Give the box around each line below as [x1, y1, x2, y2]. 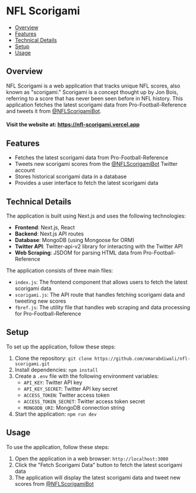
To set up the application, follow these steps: [6, 343, 116, 350]
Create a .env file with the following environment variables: [14, 372, 159, 379]
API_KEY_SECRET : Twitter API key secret [23, 385, 118, 392]
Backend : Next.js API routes [14, 230, 84, 237]
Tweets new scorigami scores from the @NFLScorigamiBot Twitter [14, 161, 178, 168]
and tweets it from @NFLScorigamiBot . [6, 107, 102, 114]
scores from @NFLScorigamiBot [14, 480, 94, 487]
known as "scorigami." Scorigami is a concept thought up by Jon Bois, [6, 88, 178, 96]
